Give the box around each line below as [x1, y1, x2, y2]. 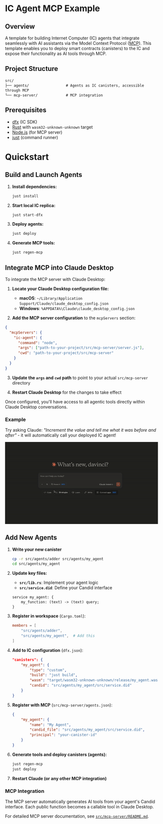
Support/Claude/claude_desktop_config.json [19, 301, 109, 306]
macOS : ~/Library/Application [19, 295, 83, 301]
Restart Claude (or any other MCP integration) [12, 775, 107, 781]
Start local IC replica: [12, 202, 56, 208]
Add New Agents [5, 533, 57, 542]
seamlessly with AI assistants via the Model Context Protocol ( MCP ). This [5, 40, 152, 46]
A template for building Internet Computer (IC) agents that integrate [5, 35, 140, 41]
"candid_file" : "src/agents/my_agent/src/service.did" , [30, 727, 145, 732]
